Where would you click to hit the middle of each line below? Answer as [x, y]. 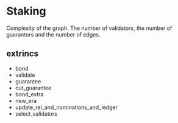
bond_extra [29, 94]
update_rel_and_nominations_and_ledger [66, 107]
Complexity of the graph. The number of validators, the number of [89, 28]
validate [25, 75]
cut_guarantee [33, 88]
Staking [26, 11]
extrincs [22, 54]
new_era [26, 100]
